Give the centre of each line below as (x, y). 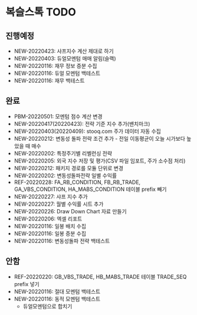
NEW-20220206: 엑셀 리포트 (48, 219)
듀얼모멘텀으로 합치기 (47, 306)
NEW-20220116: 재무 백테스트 (49, 81)
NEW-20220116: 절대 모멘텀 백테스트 (57, 291)
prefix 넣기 (27, 284)
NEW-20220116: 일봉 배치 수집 (50, 226)
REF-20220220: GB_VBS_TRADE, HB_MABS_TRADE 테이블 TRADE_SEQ (100, 277)
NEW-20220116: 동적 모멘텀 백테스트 (57, 298)
